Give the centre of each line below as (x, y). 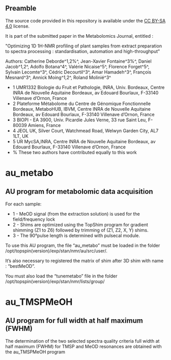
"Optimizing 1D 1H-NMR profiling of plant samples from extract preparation (83, 46)
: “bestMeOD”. (20, 266)
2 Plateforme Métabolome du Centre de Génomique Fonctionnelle (82, 104)
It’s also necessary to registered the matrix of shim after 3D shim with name (84, 261)
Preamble (21, 8)
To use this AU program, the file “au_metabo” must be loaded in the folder (83, 245)
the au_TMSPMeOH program (35, 352)
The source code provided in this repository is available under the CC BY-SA (85, 20)
